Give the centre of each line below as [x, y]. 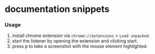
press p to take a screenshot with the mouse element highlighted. [80, 46]
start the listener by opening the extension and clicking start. [75, 41]
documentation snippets [57, 9]
